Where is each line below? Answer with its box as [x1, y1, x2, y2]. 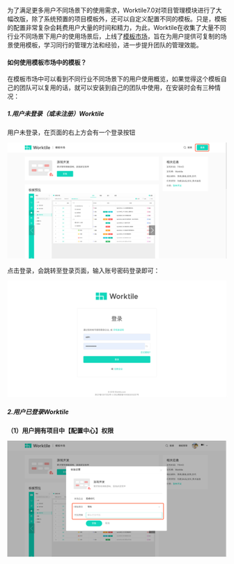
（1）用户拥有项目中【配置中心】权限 [7, 426, 114, 435]
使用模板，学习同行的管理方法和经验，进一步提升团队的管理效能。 [13, 41, 203, 49]
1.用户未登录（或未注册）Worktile [7, 109, 104, 118]
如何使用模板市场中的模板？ [7, 58, 87, 66]
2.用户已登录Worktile [7, 408, 69, 416]
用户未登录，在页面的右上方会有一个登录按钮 [7, 128, 136, 137]
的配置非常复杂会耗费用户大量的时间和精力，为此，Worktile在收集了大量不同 [7, 24, 226, 31]
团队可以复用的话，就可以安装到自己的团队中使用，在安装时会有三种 [19, 83, 214, 92]
